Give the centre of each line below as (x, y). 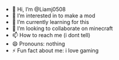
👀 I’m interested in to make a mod (53, 16)
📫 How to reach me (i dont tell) (51, 35)
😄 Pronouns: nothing (38, 44)
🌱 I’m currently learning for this (50, 22)
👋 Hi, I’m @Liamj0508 (39, 9)
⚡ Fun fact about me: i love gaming (55, 50)
